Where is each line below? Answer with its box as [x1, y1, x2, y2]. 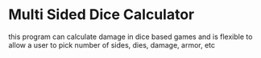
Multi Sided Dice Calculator [8, 6, 195, 24]
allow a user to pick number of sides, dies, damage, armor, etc [8, 40, 216, 49]
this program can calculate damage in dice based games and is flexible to [8, 32, 253, 41]
